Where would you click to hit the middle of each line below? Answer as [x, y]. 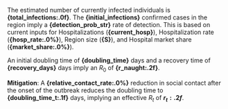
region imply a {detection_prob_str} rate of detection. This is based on [109, 25]
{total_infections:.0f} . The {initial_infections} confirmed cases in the [107, 17]
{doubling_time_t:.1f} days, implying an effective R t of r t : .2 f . [96, 98]
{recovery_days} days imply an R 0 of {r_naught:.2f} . [84, 69]
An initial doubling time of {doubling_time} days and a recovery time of [109, 60]
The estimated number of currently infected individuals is [89, 10]
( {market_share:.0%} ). [41, 47]
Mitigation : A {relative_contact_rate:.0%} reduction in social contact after [114, 83]
